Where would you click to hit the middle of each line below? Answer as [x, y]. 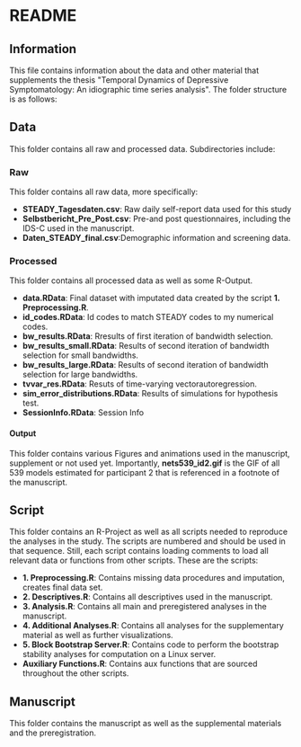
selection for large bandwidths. [80, 375]
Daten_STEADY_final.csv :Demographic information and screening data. [156, 238]
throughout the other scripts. [75, 673]
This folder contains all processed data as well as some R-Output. [131, 280]
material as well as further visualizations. [97, 636]
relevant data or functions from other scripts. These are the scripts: [134, 560]
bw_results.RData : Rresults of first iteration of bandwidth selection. [148, 336]
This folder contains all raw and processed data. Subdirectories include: [142, 148]
